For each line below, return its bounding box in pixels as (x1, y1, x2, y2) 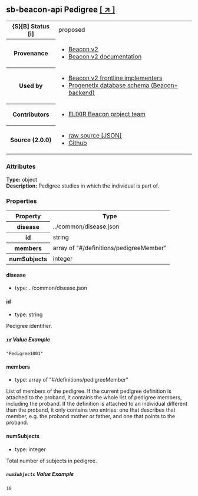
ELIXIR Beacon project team (68, 110, 146, 119)
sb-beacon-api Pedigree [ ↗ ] (6, 5, 115, 15)
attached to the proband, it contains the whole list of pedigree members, (6, 394, 182, 401)
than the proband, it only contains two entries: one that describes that (6, 406, 176, 413)
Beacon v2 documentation (68, 52, 142, 61)
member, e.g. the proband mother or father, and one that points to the (6, 413, 176, 420)
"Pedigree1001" (6, 351, 44, 357)
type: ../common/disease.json (14, 284, 87, 291)
